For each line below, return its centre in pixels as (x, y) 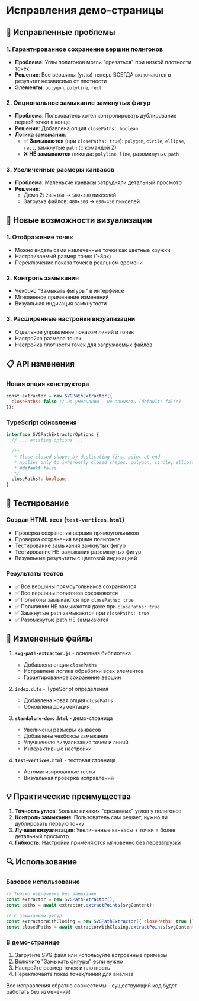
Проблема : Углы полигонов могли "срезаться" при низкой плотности (103, 62)
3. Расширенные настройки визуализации (71, 319)
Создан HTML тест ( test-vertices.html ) (65, 520)
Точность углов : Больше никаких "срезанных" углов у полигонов (98, 811)
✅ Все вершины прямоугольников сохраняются (76, 586)
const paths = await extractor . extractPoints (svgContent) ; (81, 905)
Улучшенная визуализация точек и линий (76, 742)
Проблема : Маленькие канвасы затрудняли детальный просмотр (98, 182)
